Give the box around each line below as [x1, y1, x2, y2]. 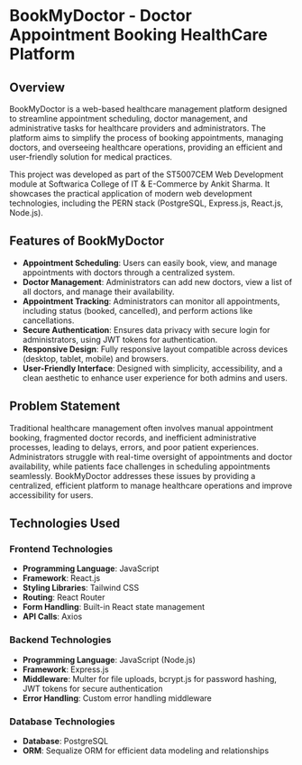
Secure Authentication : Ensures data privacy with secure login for [22, 324, 270, 335]
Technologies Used [9, 516, 120, 531]
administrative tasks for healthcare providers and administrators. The [9, 123, 266, 134]
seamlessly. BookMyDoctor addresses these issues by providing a [9, 470, 256, 481]
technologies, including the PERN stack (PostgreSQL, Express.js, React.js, [9, 198, 284, 208]
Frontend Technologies [9, 542, 114, 555]
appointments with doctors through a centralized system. [22, 267, 235, 278]
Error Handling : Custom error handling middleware [22, 692, 212, 704]
